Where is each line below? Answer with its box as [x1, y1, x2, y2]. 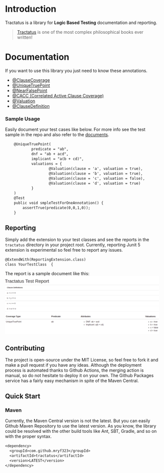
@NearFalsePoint [12, 87, 47, 94]
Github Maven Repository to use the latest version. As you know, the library [5, 423, 156, 429]
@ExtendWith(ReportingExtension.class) [5, 257, 86, 262]
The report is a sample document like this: [5, 270, 90, 276]
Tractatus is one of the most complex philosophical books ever [17, 29, 144, 35]
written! [17, 34, 33, 40]
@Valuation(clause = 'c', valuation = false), [48, 176, 145, 181]
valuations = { [31, 162, 62, 166]
